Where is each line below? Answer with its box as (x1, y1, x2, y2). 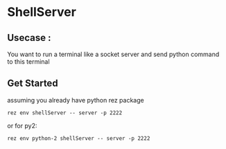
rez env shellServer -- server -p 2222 (7, 109, 123, 116)
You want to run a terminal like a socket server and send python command (7, 50, 220, 58)
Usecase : (7, 32, 51, 44)
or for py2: (7, 121, 37, 130)
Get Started (7, 78, 58, 89)
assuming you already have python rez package (7, 96, 144, 104)
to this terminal (7, 58, 50, 66)
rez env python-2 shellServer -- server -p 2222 (7, 134, 150, 142)
